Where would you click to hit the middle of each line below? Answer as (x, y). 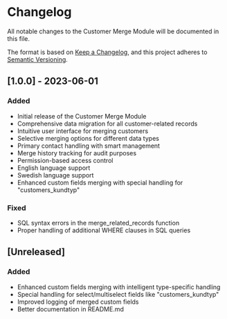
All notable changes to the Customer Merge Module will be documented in (113, 31)
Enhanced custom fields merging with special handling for (100, 182)
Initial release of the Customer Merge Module (82, 116)
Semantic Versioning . (37, 59)
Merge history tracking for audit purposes (77, 153)
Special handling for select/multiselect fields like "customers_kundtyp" (118, 294)
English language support (54, 168)
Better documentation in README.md (71, 309)
